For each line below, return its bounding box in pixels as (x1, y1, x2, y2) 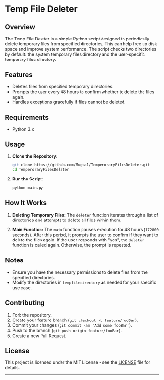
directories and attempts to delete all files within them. (12, 217, 122, 223)
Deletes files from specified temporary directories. (12, 83, 114, 89)
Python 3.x (12, 126, 34, 132)
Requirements (5, 113, 49, 121)
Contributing (5, 299, 45, 307)
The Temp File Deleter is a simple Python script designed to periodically (5, 36, 150, 41)
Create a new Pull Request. (12, 333, 67, 339)
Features (5, 71, 33, 79)
